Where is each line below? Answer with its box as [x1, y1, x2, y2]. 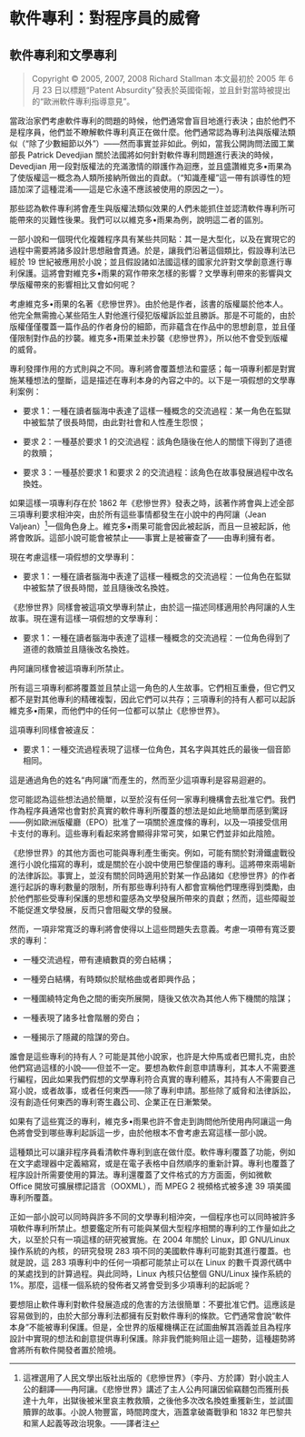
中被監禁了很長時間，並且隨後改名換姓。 [22, 582, 174, 592]
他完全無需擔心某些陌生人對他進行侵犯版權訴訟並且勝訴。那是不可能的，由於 [9, 310, 296, 320]
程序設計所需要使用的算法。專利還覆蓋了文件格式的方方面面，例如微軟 [9, 1169, 272, 1179]
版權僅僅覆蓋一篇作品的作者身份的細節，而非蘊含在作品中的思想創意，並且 [9, 321, 288, 332]
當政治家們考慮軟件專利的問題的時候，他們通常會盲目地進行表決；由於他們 [9, 116, 288, 126]
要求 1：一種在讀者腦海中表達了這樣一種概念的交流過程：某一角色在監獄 [22, 406, 291, 416]
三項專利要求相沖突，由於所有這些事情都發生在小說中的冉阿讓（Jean [9, 509, 267, 520]
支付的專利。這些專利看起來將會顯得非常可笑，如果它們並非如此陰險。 [16, 827, 280, 838]
